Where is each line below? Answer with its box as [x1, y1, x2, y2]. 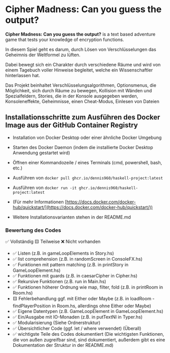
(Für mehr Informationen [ [12, 199, 67, 205]
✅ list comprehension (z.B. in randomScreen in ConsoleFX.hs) [12, 256, 143, 262]
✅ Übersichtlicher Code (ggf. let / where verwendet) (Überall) [12, 326, 142, 332]
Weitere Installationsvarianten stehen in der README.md [12, 214, 131, 220]
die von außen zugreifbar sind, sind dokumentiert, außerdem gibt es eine [12, 337, 165, 343]
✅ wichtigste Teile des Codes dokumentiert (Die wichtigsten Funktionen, [12, 331, 164, 337]
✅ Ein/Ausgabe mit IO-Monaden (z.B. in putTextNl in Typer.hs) [12, 314, 143, 320]
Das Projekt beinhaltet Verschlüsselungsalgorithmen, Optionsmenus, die [5, 82, 156, 88]
